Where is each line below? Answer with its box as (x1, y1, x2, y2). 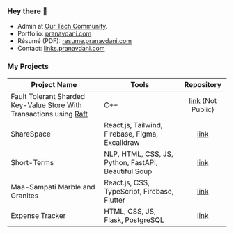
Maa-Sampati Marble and (10, 182, 95, 192)
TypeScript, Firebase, (104, 186, 174, 196)
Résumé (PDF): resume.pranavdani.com (17, 37, 132, 45)
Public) (191, 104, 214, 114)
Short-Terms (10, 157, 54, 167)
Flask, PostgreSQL (104, 215, 165, 225)
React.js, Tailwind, (104, 120, 163, 130)
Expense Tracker (10, 210, 66, 220)
